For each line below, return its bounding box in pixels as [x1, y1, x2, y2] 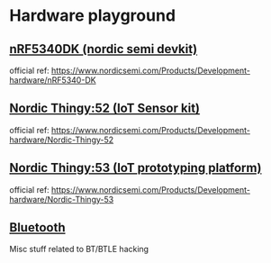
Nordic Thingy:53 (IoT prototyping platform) [9, 160, 262, 176]
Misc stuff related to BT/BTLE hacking [9, 244, 149, 255]
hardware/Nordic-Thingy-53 [9, 194, 114, 204]
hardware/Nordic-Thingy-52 [9, 134, 114, 145]
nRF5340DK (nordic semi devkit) [9, 41, 198, 57]
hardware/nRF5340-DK [9, 75, 96, 86]
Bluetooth [9, 220, 66, 235]
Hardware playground [9, 5, 176, 26]
